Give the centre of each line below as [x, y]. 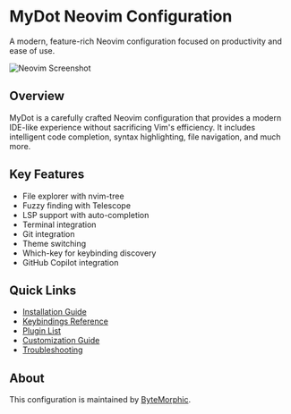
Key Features [47, 175]
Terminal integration [59, 224]
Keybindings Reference [65, 321]
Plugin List [41, 331]
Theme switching [54, 243]
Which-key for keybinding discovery [89, 253]
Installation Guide [54, 312]
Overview [37, 96]
